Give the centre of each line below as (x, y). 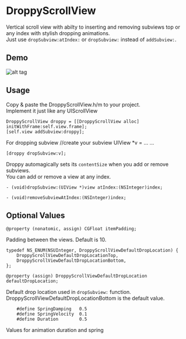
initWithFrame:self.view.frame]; (47, 126)
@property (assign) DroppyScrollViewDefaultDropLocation (77, 276)
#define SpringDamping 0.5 (52, 309)
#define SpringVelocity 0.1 (52, 314)
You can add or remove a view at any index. (59, 176)
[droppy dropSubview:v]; (36, 153)
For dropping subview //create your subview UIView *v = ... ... (80, 142)
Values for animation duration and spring (55, 330)
